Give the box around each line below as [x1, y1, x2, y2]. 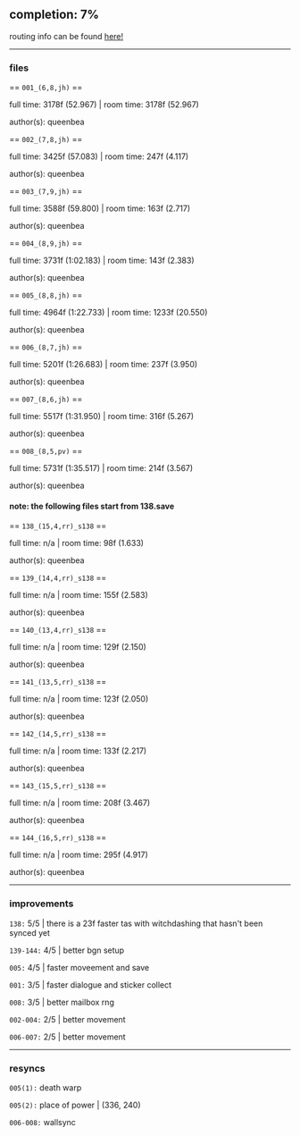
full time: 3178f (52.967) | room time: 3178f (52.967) [9, 99, 199, 110]
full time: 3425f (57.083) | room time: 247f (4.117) [9, 151, 189, 162]
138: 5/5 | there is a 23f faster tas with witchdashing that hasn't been [9, 918, 263, 929]
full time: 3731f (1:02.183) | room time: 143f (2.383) [9, 255, 195, 266]
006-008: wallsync [9, 1116, 76, 1127]
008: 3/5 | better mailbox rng [9, 997, 114, 1007]
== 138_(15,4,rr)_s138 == [9, 520, 107, 531]
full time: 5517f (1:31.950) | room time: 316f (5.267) [9, 411, 195, 422]
